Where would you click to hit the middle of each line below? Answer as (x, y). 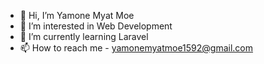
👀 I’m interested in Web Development (96, 26)
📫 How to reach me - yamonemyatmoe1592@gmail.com (136, 48)
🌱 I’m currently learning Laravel (84, 36)
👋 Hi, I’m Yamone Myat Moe (77, 15)
